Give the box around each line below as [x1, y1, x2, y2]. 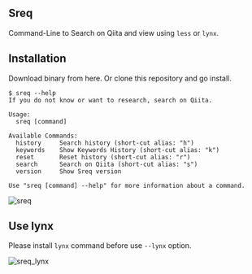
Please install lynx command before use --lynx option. [8, 241, 192, 250]
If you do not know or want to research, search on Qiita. [8, 96, 213, 104]
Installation [8, 52, 67, 66]
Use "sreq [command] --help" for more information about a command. [8, 181, 245, 189]
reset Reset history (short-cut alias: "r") [15, 153, 191, 161]
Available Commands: [8, 132, 79, 140]
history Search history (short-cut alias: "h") [15, 138, 195, 147]
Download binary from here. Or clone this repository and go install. [8, 73, 232, 83]
